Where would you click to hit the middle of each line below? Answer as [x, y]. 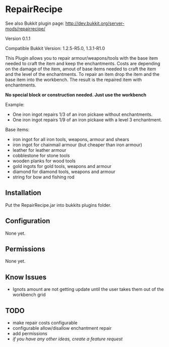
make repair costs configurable [45, 323]
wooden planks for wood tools [44, 161]
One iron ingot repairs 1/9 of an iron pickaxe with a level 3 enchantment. [87, 119]
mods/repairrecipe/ [25, 28]
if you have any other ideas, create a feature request [67, 339]
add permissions [30, 333]
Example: [15, 104]
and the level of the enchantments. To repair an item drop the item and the [82, 74]
